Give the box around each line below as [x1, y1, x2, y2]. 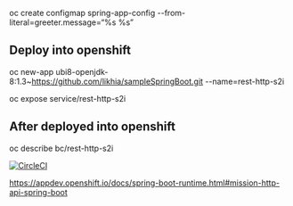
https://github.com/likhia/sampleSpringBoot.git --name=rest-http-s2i [30, 76, 285, 87]
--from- [157, 8, 185, 18]
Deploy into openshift [9, 43, 132, 58]
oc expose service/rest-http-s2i [9, 93, 126, 103]
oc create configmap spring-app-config [9, 8, 156, 18]
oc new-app [9, 66, 54, 77]
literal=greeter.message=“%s [9, 17, 117, 28]
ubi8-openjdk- [55, 66, 109, 77]
